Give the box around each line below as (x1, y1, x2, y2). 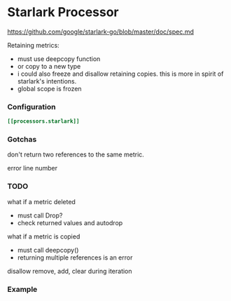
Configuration (7, 102, 56, 112)
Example (7, 284, 38, 294)
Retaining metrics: (7, 41, 59, 49)
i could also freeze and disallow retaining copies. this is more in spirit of (17, 69, 224, 78)
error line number (7, 164, 58, 173)
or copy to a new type (17, 62, 81, 70)
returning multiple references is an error (17, 253, 133, 262)
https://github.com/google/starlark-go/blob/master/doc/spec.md (7, 27, 195, 36)
